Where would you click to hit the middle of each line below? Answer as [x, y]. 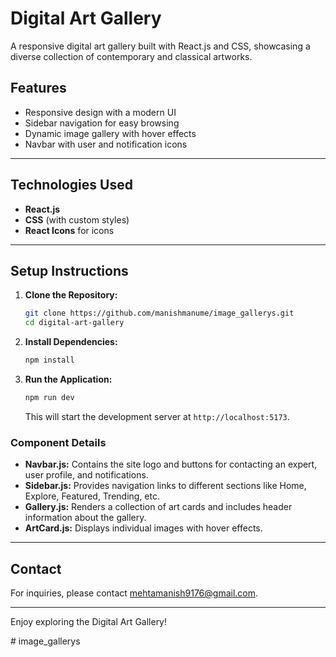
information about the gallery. [85, 518]
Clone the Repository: [71, 295]
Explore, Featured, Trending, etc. [92, 496]
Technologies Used [71, 185]
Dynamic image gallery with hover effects [110, 133]
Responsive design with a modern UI [100, 112]
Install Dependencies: [71, 342]
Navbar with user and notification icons [106, 144]
